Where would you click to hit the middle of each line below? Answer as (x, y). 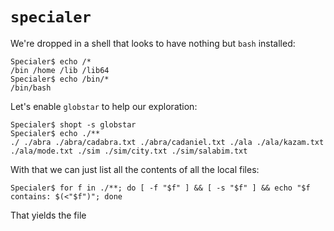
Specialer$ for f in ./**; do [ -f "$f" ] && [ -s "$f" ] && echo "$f (160, 188)
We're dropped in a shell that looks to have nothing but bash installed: (153, 43)
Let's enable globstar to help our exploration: (104, 106)
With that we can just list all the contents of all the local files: (135, 169)
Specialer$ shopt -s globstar (73, 124)
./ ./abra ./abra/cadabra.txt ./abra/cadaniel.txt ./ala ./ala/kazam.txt (167, 142)
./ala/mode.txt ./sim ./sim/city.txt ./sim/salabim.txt (129, 151)
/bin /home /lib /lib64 (60, 70)
